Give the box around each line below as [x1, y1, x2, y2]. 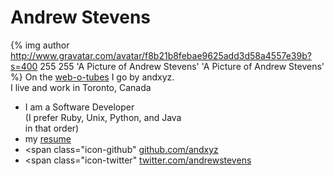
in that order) [24, 122, 80, 134]
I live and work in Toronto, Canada [10, 81, 152, 93]
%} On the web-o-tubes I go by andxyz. [10, 71, 175, 83]
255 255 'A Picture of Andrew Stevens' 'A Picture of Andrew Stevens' [39, 60, 325, 72]
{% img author [10, 39, 70, 51]
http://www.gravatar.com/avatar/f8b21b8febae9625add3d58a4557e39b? [10, 49, 312, 61]
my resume [24, 132, 72, 145]
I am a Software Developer [24, 101, 135, 113]
